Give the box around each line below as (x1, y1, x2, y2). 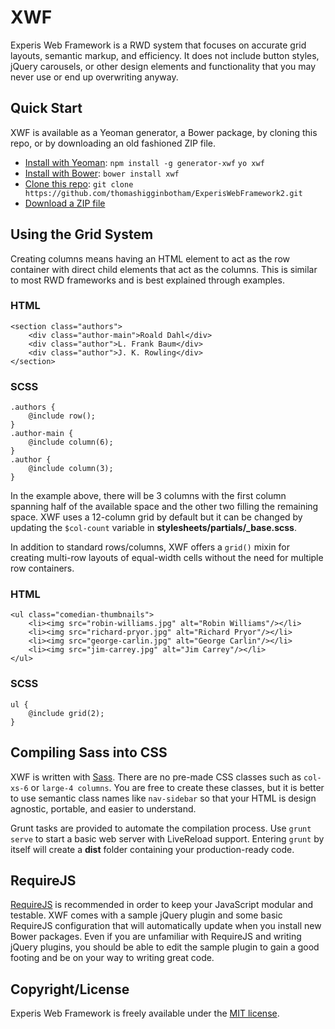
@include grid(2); (28, 708, 105, 718)
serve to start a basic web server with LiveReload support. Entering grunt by (10, 832, 325, 845)
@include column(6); (28, 437, 114, 448)
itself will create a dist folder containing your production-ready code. (10, 843, 295, 855)
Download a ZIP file (24, 197, 106, 209)
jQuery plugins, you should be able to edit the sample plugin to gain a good (10, 941, 320, 953)
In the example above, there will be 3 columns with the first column (10, 490, 287, 502)
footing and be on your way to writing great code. (10, 952, 215, 964)
